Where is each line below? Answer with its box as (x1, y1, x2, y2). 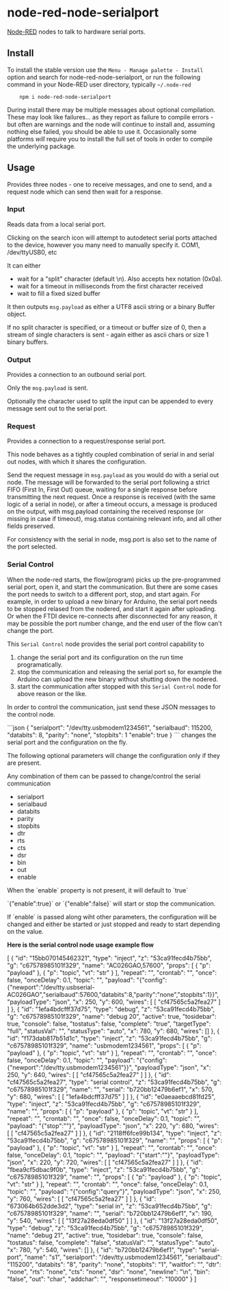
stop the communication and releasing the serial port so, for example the (16, 667, 222, 676)
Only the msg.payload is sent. (7, 384, 89, 392)
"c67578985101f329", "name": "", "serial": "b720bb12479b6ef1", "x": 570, (7, 1085, 214, 1093)
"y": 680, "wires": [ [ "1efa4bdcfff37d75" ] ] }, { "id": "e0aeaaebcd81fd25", (7, 1092, 216, 1101)
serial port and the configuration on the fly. (7, 738, 128, 746)
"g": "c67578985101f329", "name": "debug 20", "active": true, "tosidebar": (7, 1012, 217, 1020)
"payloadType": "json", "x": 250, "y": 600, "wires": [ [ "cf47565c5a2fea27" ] (7, 998, 221, 1006)
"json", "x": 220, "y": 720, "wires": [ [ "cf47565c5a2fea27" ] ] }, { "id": (7, 1158, 204, 1166)
